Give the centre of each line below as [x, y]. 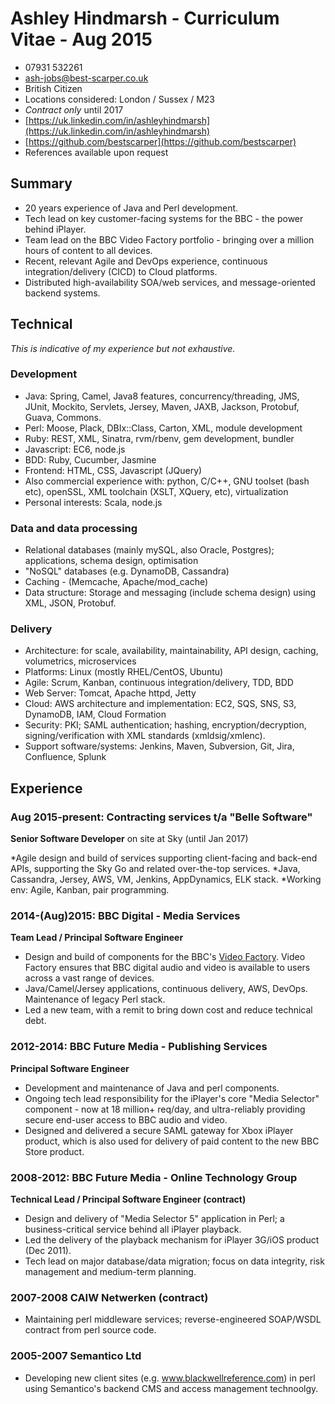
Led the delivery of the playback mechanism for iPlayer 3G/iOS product [172, 1240]
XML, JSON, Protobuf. [70, 603]
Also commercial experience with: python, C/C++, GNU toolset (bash [167, 481]
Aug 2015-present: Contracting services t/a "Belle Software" [161, 817]
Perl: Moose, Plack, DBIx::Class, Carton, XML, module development [163, 428]
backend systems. [62, 293]
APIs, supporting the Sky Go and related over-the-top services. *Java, [155, 869]
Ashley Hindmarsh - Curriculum [145, 18]
